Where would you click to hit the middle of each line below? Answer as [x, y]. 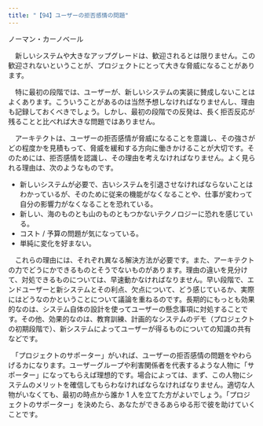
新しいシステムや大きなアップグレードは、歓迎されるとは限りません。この [135, 55]
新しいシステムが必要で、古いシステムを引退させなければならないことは [136, 184]
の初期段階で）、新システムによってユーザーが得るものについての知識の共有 [130, 329]
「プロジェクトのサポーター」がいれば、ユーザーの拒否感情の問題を [123, 355]
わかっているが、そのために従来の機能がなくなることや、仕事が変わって [136, 194]
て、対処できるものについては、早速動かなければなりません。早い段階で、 [128, 279]
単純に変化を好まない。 [57, 243]
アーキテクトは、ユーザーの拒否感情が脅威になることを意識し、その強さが [135, 138]
